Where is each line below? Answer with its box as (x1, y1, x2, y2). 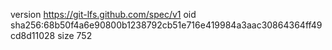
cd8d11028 (10, 30, 56, 41)
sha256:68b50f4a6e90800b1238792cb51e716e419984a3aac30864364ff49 (10, 19, 323, 31)
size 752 (57, 30, 93, 41)
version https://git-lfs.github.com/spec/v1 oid (10, 9, 197, 20)
